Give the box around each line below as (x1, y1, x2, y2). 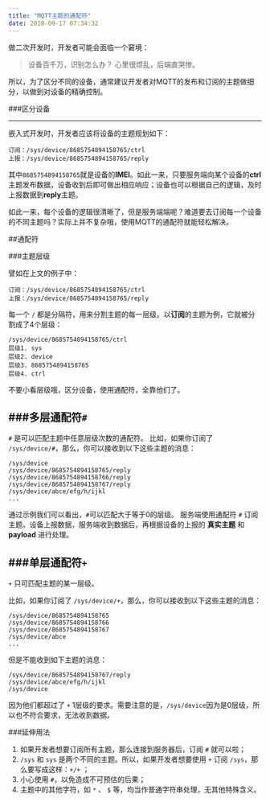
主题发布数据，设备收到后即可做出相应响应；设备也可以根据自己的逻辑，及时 (8, 179, 262, 189)
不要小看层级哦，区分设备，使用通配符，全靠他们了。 (8, 385, 185, 394)
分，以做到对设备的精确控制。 (8, 86, 107, 97)
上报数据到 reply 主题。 (8, 190, 83, 199)
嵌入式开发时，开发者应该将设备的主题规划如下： (8, 128, 170, 138)
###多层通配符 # (8, 410, 88, 424)
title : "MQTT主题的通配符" (8, 11, 92, 20)
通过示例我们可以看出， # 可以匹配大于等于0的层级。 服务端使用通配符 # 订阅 (8, 510, 259, 520)
